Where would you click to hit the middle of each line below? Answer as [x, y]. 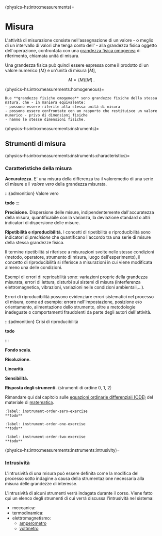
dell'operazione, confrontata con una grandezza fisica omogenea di [73, 50]
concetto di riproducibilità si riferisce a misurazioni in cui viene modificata [79, 262]
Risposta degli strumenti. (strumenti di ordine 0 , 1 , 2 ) [58, 388]
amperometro [33, 523]
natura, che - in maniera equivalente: [45, 102]
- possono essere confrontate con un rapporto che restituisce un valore [81, 111]
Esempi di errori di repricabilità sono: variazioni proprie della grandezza [76, 277]
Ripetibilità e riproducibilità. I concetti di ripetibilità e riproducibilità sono [78, 232]
